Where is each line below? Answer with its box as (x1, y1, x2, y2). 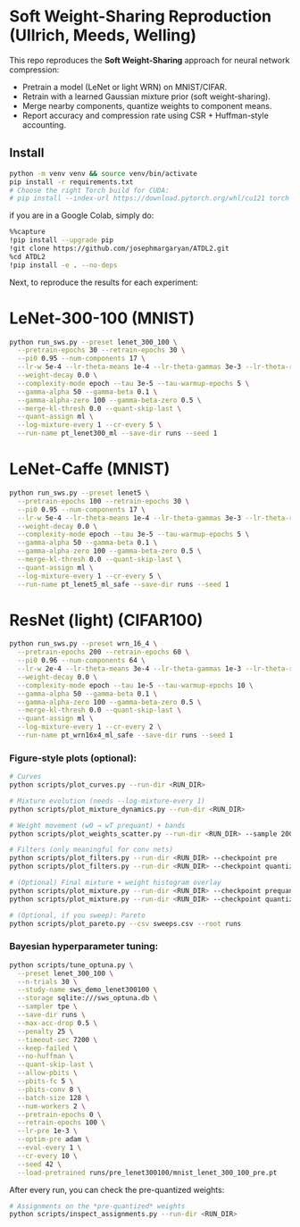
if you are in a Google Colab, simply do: (9, 210, 154, 221)
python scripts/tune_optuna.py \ (9, 960, 134, 970)
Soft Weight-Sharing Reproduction (9, 6, 272, 27)
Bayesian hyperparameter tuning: (9, 940, 159, 953)
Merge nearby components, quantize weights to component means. (21, 100, 272, 111)
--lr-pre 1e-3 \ (17, 1127, 78, 1136)
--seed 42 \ (17, 1159, 62, 1169)
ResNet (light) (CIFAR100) (9, 610, 204, 630)
